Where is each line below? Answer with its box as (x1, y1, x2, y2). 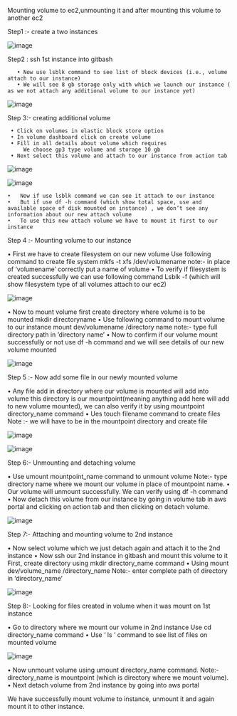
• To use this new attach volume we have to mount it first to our (7, 217, 218, 224)
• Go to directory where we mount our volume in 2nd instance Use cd (7, 623, 211, 631)
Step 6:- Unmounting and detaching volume (7, 458, 137, 467)
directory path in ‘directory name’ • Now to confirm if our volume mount (7, 330, 218, 339)
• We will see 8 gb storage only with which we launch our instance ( (16, 81, 231, 88)
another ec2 (7, 14, 43, 22)
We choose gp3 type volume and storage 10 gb (23, 146, 161, 153)
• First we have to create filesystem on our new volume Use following (7, 250, 211, 258)
